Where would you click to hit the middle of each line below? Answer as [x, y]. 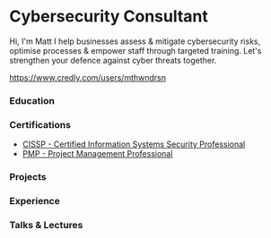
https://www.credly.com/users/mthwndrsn [88, 77]
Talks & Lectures [46, 225]
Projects [28, 177]
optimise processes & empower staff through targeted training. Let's [135, 50]
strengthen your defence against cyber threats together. [113, 60]
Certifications [40, 124]
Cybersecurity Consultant [109, 17]
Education [32, 100]
